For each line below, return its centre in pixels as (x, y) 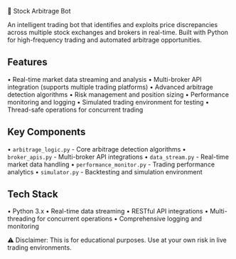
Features (27, 62)
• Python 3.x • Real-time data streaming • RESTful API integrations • (108, 211)
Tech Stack (33, 195)
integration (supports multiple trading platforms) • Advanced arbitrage (110, 87)
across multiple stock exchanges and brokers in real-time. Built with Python (118, 32)
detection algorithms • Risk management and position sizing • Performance (118, 94)
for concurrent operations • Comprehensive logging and (119, 219)
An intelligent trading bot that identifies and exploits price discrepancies (113, 25)
